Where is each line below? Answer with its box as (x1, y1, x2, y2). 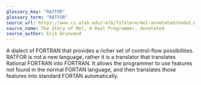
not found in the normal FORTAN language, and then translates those (6, 66, 176, 73)
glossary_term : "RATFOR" (6, 14, 68, 20)
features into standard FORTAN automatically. (6, 73, 119, 80)
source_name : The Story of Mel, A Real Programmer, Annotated (6, 25, 165, 32)
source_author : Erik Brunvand (6, 31, 82, 37)
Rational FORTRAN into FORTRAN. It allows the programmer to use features (6, 60, 193, 67)
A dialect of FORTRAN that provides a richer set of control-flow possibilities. (6, 47, 194, 54)
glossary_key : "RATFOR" (6, 8, 66, 15)
